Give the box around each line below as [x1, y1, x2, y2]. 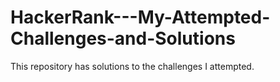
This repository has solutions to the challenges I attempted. [10, 60, 255, 72]
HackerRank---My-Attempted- [10, 6, 271, 29]
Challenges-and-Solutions [10, 27, 236, 50]
